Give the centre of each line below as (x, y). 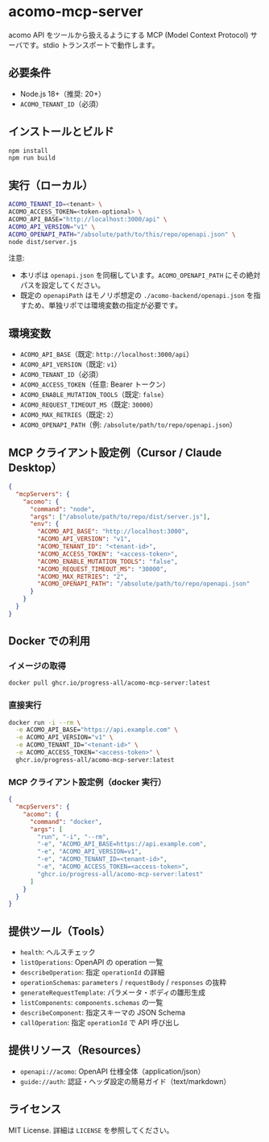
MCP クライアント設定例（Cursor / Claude (115, 452)
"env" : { (44, 524)
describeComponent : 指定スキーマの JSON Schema (103, 1012)
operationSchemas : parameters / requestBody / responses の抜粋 (123, 983)
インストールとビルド (61, 132)
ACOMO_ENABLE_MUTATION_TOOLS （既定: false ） (94, 395)
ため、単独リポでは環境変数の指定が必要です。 (105, 305)
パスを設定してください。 (62, 285)
